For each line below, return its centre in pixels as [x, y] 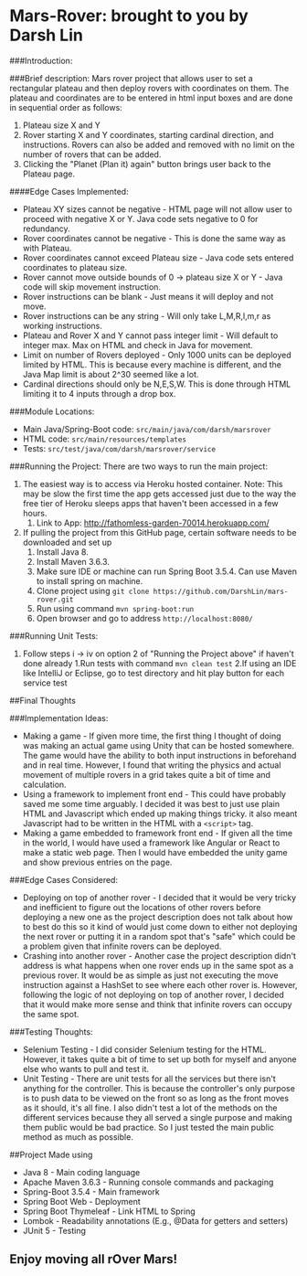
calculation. [44, 784]
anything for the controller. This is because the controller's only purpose [159, 1088]
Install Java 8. [62, 552]
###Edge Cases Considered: [64, 879]
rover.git [55, 600]
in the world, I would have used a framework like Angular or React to [151, 843]
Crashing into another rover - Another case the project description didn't [159, 955]
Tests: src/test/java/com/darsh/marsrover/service [119, 448]
